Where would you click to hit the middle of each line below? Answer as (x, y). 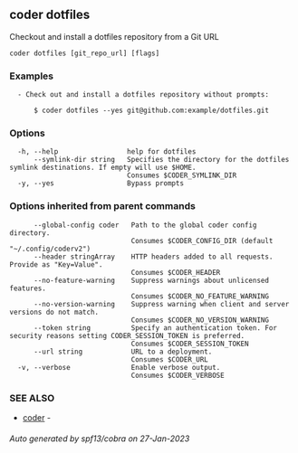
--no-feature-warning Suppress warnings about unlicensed (151, 280)
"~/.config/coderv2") (50, 249)
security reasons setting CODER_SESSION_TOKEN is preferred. (127, 335)
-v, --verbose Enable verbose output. (119, 367)
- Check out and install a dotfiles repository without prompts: (144, 95)
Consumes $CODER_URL (169, 359)
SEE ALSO (32, 398)
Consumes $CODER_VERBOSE (178, 375)
